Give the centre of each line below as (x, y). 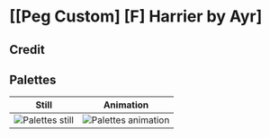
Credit (27, 50)
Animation (126, 105)
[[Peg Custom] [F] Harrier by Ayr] (136, 17)
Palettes (33, 79)
